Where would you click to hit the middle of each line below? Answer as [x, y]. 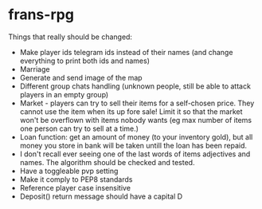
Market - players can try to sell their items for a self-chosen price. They [137, 103]
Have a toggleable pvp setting [69, 171]
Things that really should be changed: [70, 37]
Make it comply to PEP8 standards [76, 179]
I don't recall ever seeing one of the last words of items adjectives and [135, 154]
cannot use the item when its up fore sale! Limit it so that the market [131, 111]
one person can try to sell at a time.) [79, 128]
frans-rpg [41, 15]
